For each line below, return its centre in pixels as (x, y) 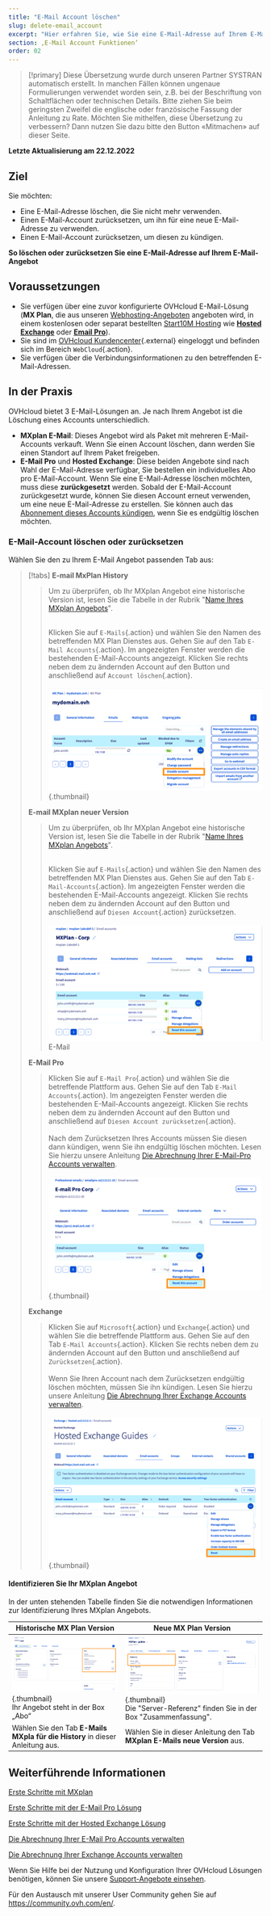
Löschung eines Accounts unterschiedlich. (79, 419)
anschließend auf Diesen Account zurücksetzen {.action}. (142, 1121)
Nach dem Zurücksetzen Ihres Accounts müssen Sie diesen (148, 1138)
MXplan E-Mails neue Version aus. (184, 1741)
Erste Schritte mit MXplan (51, 1792)
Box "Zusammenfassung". (168, 1716)
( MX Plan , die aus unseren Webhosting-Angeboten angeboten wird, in (137, 314)
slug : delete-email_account (56, 25)
